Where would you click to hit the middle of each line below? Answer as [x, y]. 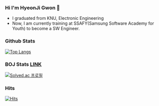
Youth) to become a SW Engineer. [46, 29]
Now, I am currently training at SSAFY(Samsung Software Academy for [83, 23]
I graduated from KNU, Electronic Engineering [58, 18]
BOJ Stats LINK [24, 64]
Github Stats [20, 41]
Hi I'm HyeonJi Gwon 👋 [33, 8]
